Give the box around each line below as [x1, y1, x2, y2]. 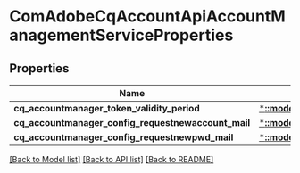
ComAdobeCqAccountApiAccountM [9, 6, 286, 27]
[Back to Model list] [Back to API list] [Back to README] [9, 154, 214, 164]
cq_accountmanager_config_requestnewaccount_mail [13, 117, 251, 128]
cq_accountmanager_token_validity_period [13, 103, 201, 114]
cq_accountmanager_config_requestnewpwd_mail [13, 131, 234, 144]
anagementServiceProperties [9, 25, 234, 45]
